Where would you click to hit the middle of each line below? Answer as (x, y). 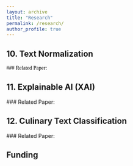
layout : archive (27, 12)
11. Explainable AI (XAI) (51, 87)
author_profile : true (34, 29)
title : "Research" (30, 18)
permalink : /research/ (35, 23)
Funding (22, 155)
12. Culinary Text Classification (66, 121)
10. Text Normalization (50, 53)
